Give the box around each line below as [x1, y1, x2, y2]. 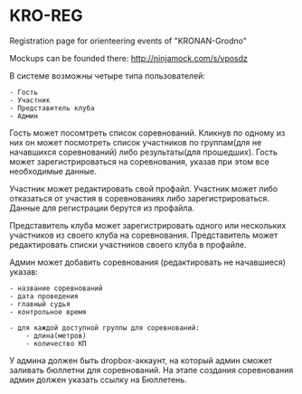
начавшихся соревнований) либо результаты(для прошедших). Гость [9, 146, 278, 157]
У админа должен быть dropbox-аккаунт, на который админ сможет [9, 354, 273, 366]
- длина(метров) [25, 331, 88, 340]
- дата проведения [9, 291, 79, 301]
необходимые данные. [9, 165, 98, 176]
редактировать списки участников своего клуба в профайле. [9, 239, 247, 249]
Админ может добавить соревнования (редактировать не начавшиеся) [9, 257, 287, 267]
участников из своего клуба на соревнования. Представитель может [9, 230, 278, 240]
